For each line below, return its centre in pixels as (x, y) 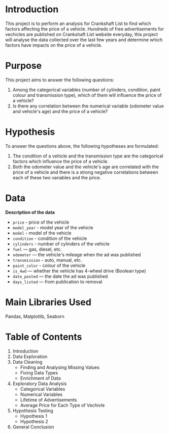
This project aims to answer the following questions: (60, 79)
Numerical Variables (41, 394)
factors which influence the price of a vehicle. (61, 161)
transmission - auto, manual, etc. (47, 260)
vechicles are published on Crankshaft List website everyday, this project (82, 34)
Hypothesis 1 (33, 416)
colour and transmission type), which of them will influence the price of (87, 95)
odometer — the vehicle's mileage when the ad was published (77, 254)
